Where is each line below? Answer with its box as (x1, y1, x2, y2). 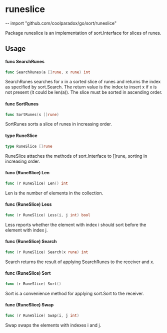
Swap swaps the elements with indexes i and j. (5, 322, 101, 328)
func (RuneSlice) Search (5, 239, 57, 245)
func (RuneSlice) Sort (5, 270, 51, 276)
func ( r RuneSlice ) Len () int (5, 181, 68, 186)
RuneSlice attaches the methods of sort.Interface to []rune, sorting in (5, 153, 147, 159)
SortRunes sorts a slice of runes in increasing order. (5, 121, 112, 127)
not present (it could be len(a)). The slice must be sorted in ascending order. (5, 89, 162, 95)
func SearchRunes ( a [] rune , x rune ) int (5, 69, 91, 75)
